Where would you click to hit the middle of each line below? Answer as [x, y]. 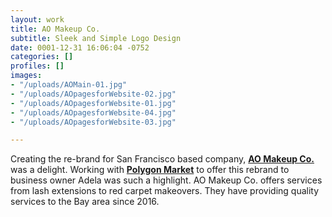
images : [26, 76]
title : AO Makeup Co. [55, 29]
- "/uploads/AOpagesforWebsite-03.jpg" [93, 122]
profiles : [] [37, 66]
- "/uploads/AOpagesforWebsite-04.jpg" [93, 112]
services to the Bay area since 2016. [85, 202]
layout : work [37, 19]
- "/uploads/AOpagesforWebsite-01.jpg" [93, 103]
